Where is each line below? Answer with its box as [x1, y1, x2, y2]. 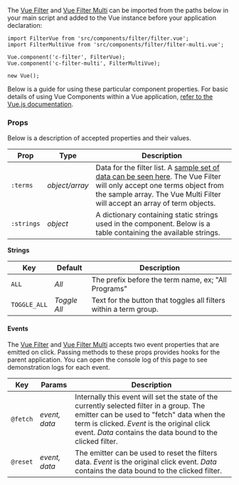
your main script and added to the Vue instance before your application [7, 14, 217, 22]
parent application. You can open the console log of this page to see [7, 355, 208, 364]
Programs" [91, 284, 128, 294]
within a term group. [91, 304, 159, 314]
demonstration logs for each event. [7, 363, 110, 371]
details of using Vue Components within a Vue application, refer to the [7, 93, 213, 100]
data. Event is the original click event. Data [74, 457, 217, 466]
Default [56, 263, 83, 273]
